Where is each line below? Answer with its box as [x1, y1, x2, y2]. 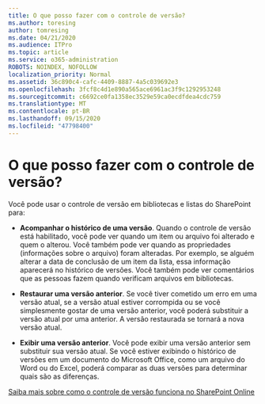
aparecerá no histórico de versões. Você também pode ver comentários [19, 265, 255, 274]
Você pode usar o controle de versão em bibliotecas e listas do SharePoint [8, 199, 252, 208]
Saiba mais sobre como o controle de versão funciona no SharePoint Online [8, 387, 255, 396]
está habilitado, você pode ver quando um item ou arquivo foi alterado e [19, 231, 255, 241]
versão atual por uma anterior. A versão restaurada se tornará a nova [19, 314, 245, 323]
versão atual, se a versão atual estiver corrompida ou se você [19, 297, 221, 307]
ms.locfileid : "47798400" [8, 122, 93, 130]
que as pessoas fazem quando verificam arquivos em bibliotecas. [19, 273, 234, 283]
